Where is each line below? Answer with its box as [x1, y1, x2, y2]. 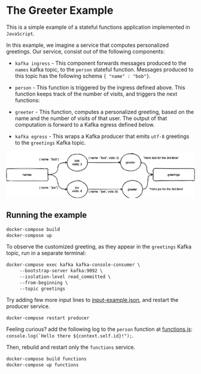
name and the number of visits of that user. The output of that [14, 115, 167, 122]
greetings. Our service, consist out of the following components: [6, 47, 165, 55]
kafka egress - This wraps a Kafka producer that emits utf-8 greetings [14, 133, 190, 140]
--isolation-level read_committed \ [19, 274, 111, 280]
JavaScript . [6, 29, 35, 37]
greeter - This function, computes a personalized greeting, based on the [14, 108, 194, 115]
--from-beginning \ [19, 280, 68, 286]
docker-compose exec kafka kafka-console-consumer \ [6, 262, 141, 268]
